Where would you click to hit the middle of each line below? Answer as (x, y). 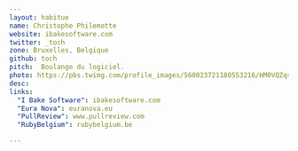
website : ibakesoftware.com (61, 34)
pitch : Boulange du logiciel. (67, 68)
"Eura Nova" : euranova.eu (65, 108)
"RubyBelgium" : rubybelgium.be (75, 125)
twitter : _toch (37, 42)
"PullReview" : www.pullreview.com (81, 116)
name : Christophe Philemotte (63, 26)
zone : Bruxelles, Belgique (59, 51)
